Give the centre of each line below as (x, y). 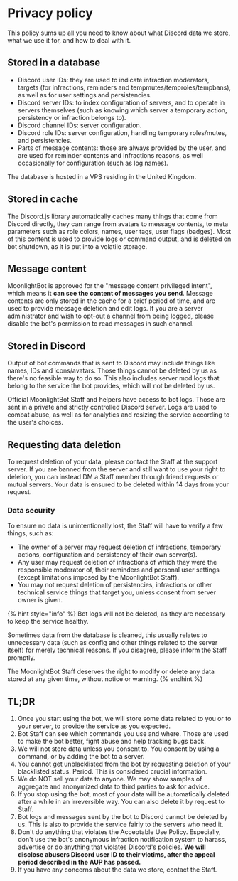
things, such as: (31, 533)
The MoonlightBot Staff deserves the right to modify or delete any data (111, 672)
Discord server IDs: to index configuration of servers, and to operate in (121, 102)
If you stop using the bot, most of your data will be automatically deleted (123, 794)
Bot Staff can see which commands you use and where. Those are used (123, 734)
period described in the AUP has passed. (79, 863)
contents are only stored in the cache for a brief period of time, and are (111, 301)
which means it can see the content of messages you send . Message (110, 294)
